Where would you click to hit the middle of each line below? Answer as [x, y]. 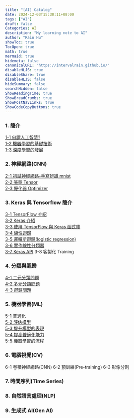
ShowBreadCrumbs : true [29, 98]
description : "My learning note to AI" [46, 33]
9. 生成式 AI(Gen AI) [29, 411]
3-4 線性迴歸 [18, 233]
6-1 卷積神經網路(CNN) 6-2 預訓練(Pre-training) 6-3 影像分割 [67, 367]
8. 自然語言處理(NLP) [30, 396]
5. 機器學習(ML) [24, 304]
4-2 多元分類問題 [23, 284]
